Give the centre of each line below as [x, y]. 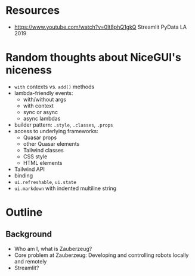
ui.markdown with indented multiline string [65, 188]
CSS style [35, 157]
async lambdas [42, 118]
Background [29, 234]
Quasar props [40, 137]
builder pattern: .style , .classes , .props [64, 125]
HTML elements [43, 162]
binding [24, 175]
